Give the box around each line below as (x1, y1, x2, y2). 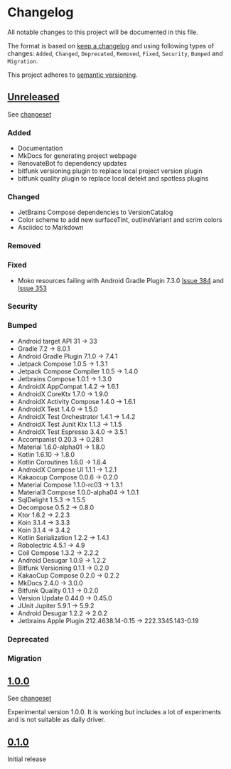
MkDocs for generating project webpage (17, 152, 137, 160)
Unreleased (7, 91, 60, 103)
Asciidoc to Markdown (17, 223, 84, 232)
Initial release (7, 755, 46, 763)
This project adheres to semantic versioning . (7, 70, 138, 79)
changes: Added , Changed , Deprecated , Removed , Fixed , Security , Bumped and (7, 49, 223, 58)
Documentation (17, 144, 63, 153)
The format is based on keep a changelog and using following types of (7, 41, 215, 50)
